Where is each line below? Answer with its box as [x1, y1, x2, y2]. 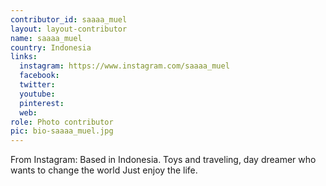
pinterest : [19, 98, 65, 108]
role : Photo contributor [10, 117, 114, 127]
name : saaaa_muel [10, 33, 83, 43]
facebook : [19, 71, 60, 81]
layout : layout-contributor [10, 24, 128, 34]
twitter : [19, 80, 56, 90]
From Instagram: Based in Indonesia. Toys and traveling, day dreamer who [10, 154, 317, 166]
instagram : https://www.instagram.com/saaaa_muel [19, 61, 230, 71]
